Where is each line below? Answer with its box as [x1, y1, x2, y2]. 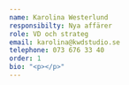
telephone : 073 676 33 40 [9, 46, 104, 55]
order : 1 [9, 54, 42, 63]
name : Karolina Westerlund [9, 12, 109, 22]
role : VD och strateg [9, 29, 89, 38]
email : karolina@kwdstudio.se [9, 37, 121, 47]
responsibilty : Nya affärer [9, 21, 113, 30]
